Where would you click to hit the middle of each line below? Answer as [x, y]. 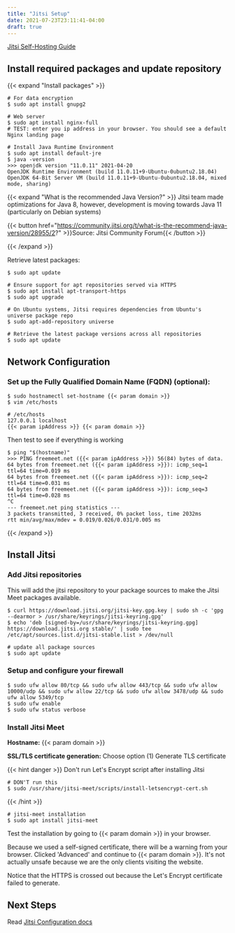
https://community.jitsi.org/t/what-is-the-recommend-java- [142, 225]
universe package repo [40, 316]
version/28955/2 [31, 233]
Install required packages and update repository [114, 68]
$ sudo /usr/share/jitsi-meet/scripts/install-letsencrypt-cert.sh [108, 789]
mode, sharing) [29, 184]
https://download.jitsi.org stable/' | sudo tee [79, 629]
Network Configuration [59, 362]
